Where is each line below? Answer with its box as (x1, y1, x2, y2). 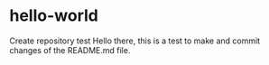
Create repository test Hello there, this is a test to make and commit (9, 35, 260, 46)
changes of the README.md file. (9, 44, 131, 55)
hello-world (9, 5, 99, 26)
